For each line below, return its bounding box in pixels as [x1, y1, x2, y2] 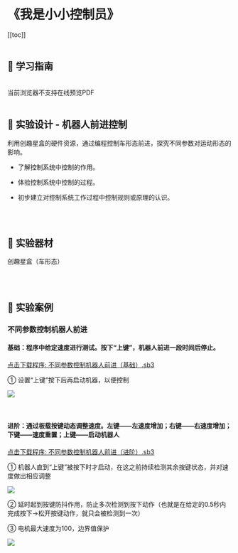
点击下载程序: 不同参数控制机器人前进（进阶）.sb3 [7, 448, 155, 456]
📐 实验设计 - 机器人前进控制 [7, 119, 128, 131]
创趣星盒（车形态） [7, 257, 64, 266]
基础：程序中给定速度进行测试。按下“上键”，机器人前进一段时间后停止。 [7, 343, 220, 352]
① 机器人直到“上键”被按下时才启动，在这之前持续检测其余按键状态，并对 [7, 463, 222, 471]
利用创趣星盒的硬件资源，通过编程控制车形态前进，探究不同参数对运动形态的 [7, 139, 232, 147]
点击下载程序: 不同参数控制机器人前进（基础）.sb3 [7, 360, 155, 369]
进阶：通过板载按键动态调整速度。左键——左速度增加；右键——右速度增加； [7, 422, 232, 430]
